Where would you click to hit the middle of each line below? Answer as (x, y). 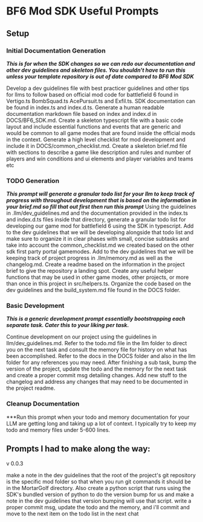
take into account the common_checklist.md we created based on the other (100, 245)
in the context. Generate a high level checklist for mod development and (96, 139)
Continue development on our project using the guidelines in (82, 337)
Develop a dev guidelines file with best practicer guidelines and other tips (98, 88)
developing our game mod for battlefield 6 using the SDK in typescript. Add (100, 226)
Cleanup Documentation (43, 404)
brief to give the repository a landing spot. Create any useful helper (90, 271)
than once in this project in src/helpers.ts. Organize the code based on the (99, 284)
